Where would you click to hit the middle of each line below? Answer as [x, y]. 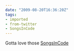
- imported [17, 19]
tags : [11, 15]
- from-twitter [21, 24]
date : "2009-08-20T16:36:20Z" [37, 10]
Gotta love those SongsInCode [37, 43]
